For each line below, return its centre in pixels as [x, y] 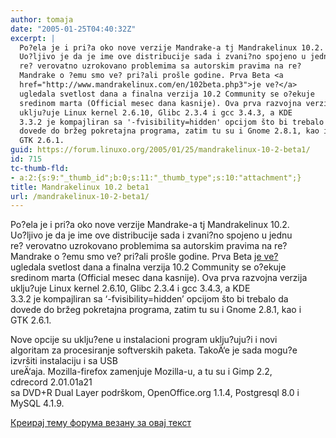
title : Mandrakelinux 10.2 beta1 [80, 187]
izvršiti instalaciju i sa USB [64, 361]
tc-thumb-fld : [40, 168]
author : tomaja [42, 19]
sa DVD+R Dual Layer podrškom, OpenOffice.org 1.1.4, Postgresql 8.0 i [155, 393]
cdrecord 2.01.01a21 [51, 382]
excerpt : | [33, 38]
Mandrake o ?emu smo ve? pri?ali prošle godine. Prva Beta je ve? [144, 257]
